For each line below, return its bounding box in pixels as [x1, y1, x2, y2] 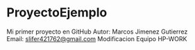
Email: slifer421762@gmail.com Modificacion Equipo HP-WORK [6, 34, 187, 42]
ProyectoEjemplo [6, 5, 108, 21]
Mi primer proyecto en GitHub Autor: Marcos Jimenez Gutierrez [6, 27, 188, 36]
